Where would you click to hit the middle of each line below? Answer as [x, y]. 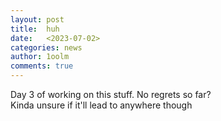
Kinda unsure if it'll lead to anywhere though [101, 105]
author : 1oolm [40, 57]
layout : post [37, 19]
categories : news [46, 47]
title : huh [35, 29]
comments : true [42, 66]
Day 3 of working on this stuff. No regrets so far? [111, 94]
